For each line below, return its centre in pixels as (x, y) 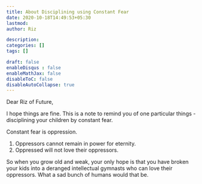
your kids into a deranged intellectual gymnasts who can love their (89, 168)
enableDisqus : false (34, 67)
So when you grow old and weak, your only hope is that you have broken (98, 162)
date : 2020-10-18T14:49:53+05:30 (49, 18)
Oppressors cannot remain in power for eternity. (75, 144)
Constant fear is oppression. (42, 132)
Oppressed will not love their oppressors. (67, 150)
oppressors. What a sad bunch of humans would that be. (78, 175)
